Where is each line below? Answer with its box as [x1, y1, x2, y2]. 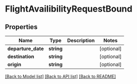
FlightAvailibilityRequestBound [5, 3, 133, 15]
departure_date [7, 45, 44, 52]
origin [7, 61, 22, 67]
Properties [5, 23, 38, 31]
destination [7, 53, 34, 60]
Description [67, 37, 95, 44]
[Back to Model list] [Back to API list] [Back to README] [5, 74, 116, 79]
